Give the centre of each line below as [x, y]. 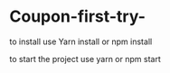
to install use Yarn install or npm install [81, 41]
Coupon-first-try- [78, 17]
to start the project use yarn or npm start [85, 59]
